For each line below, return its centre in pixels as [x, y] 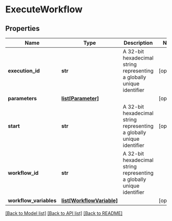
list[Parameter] [80, 98]
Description [138, 43]
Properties [23, 29]
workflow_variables [32, 200]
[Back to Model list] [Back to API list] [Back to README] [64, 213]
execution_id [24, 71]
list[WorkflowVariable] [90, 200]
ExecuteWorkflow [44, 10]
